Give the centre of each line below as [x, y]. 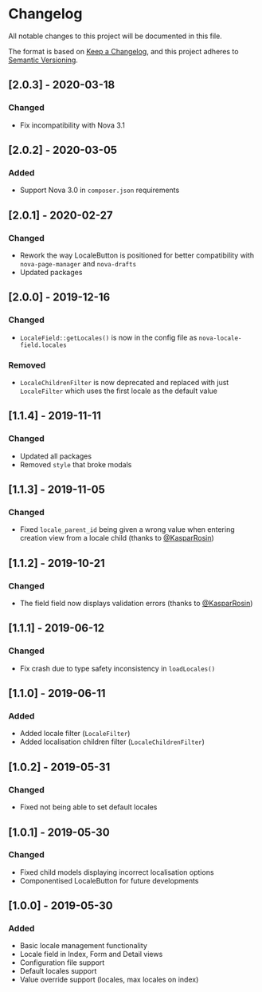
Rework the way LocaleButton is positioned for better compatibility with [137, 255]
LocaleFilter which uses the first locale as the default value [118, 391]
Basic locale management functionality [83, 946]
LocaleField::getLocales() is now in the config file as [108, 337]
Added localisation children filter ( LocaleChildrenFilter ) [112, 742]
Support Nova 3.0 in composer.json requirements [100, 190]
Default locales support [58, 971]
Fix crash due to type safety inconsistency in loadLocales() [117, 668]
